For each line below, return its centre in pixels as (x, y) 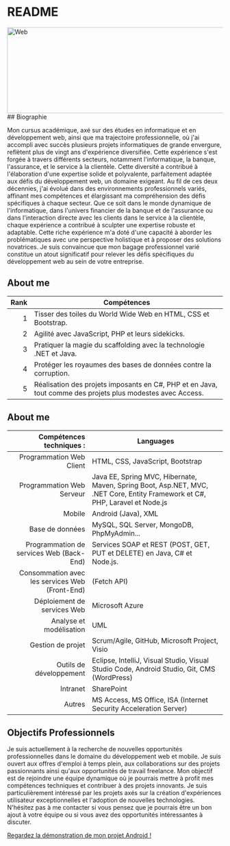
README (33, 12)
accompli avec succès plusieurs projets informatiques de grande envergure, (114, 144)
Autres (75, 704)
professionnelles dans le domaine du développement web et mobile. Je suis (114, 757)
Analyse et (68, 621)
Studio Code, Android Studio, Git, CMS (154, 669)
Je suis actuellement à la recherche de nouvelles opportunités (95, 749)
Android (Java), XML (125, 514)
